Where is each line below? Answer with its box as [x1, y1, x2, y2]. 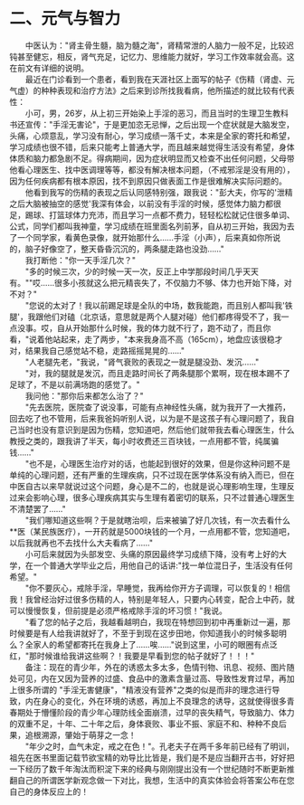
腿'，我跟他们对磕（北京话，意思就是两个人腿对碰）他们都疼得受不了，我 [9, 311, 282, 322]
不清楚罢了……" [9, 503, 66, 514]
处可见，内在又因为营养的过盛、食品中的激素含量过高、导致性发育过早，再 [9, 673, 287, 684]
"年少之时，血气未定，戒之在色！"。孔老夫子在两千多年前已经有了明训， [24, 741, 295, 752]
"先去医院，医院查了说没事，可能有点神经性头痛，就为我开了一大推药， [24, 402, 291, 412]
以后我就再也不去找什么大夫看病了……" [9, 537, 154, 548]
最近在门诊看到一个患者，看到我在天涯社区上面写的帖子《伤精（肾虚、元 [24, 73, 295, 84]
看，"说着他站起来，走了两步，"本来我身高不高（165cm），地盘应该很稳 [9, 334, 275, 345]
